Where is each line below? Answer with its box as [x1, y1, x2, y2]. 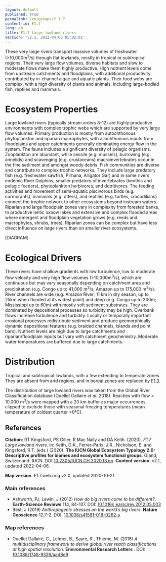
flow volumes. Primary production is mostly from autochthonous [5, 130, 136, 136]
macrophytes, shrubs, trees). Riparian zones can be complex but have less [5, 220, 157, 226]
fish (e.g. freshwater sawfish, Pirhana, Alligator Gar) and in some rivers [5, 172, 150, 178]
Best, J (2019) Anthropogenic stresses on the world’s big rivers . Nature [12, 506, 158, 513]
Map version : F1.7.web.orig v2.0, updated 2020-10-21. [5, 473, 116, 479]
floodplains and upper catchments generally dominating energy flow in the [5, 141, 157, 147]
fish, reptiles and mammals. [5, 86, 61, 92]
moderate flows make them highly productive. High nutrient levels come [5, 65, 152, 71]
